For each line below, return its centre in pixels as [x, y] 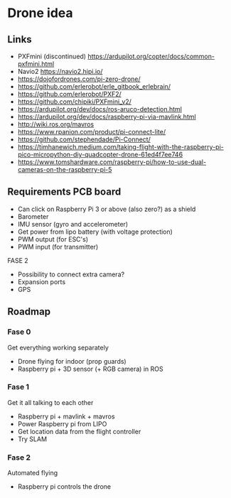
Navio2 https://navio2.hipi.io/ [60, 71]
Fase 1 [18, 387]
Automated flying [33, 473]
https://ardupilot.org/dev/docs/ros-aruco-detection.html [100, 109]
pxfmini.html [36, 64]
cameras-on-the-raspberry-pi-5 [65, 169]
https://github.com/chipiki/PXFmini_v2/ [74, 102]
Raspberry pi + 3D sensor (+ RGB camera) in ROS [90, 369]
